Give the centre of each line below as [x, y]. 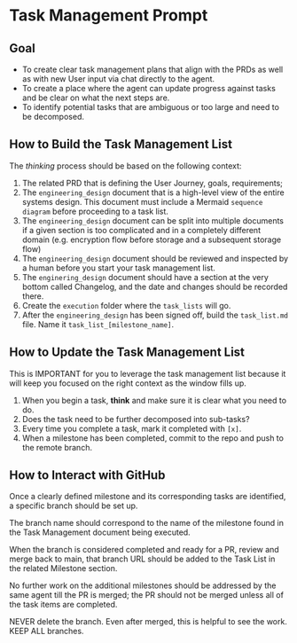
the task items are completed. [63, 605]
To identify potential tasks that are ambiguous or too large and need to [150, 107]
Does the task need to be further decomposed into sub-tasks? [136, 419]
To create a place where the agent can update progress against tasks [149, 88]
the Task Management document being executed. [100, 532]
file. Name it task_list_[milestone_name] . [98, 324]
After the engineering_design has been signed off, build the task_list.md [155, 315]
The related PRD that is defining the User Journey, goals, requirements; [152, 183]
